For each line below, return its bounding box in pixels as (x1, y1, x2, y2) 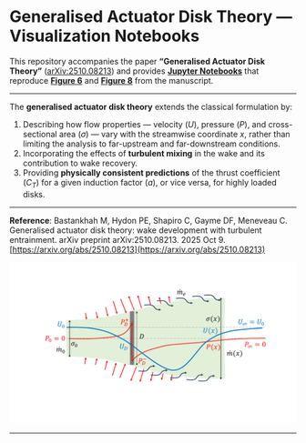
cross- (268, 118, 293, 129)
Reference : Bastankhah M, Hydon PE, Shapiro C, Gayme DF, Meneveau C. (9, 215, 289, 226)
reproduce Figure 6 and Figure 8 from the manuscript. (9, 75, 214, 86)
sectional (22, 128, 57, 139)
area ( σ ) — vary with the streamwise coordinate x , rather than (58, 128, 291, 139)
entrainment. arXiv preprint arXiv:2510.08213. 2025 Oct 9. (9, 234, 226, 245)
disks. (22, 188, 46, 199)
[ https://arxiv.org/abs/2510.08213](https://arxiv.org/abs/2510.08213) (9, 244, 266, 255)
